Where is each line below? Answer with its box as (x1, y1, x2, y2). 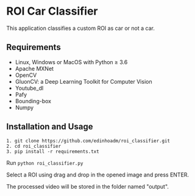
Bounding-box (15, 97, 52, 104)
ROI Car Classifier (6, 4, 99, 18)
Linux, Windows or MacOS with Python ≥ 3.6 (15, 58, 128, 65)
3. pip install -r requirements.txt (6, 148, 99, 154)
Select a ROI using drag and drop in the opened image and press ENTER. (6, 171, 190, 178)
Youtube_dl (15, 84, 44, 92)
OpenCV (15, 71, 37, 79)
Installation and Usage (6, 122, 93, 132)
